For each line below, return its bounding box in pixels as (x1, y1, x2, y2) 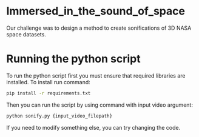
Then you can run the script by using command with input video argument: (6, 101, 193, 109)
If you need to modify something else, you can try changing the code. (6, 124, 181, 131)
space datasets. (6, 30, 47, 38)
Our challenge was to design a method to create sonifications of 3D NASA (6, 24, 192, 32)
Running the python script (6, 52, 141, 66)
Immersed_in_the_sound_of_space (6, 4, 185, 18)
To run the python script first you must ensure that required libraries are (6, 72, 186, 79)
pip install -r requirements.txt (6, 90, 91, 96)
